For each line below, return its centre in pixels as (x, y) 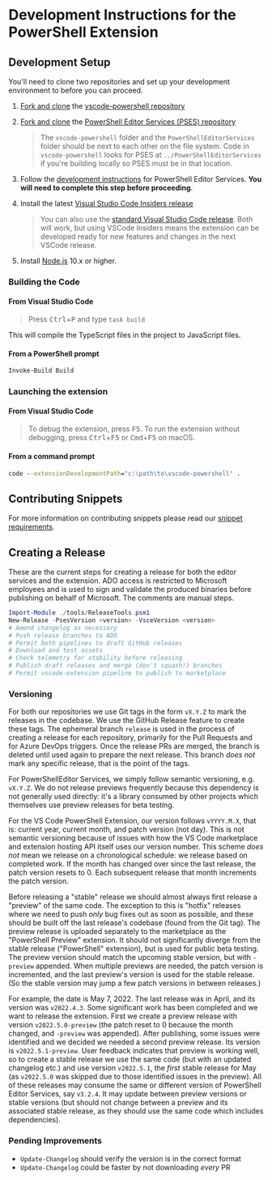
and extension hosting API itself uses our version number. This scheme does (136, 847)
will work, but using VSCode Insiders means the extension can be (150, 228)
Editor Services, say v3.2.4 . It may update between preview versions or (127, 1094)
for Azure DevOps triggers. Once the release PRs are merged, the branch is (134, 746)
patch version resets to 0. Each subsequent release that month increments (133, 873)
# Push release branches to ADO (63, 635)
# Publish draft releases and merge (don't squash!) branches (115, 666)
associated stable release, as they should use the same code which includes (136, 1111)
